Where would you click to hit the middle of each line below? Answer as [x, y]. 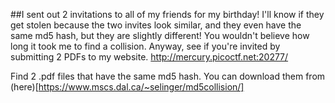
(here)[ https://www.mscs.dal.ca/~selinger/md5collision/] [127, 87]
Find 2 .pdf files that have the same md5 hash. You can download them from [168, 76]
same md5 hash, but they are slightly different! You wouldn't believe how [160, 35]
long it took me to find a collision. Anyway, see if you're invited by [145, 46]
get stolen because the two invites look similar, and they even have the [156, 25]
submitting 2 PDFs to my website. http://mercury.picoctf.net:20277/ [149, 57]
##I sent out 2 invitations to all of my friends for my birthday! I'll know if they [167, 14]
